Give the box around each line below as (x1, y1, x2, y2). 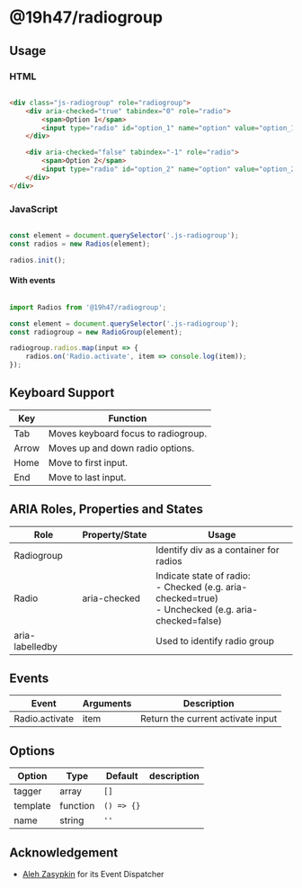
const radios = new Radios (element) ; (9, 239, 151, 248)
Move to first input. (48, 456, 129, 469)
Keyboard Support (9, 385, 115, 400)
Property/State (82, 528, 147, 541)
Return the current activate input (140, 713, 278, 725)
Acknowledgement (9, 845, 119, 860)
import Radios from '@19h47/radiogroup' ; (9, 302, 167, 312)
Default (105, 770, 138, 783)
